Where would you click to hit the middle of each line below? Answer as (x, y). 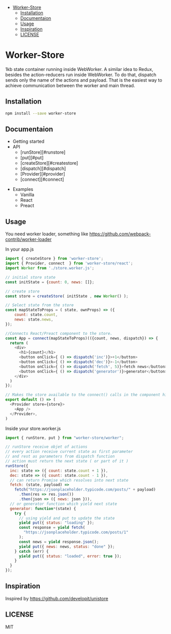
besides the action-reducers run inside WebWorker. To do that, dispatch (81, 75)
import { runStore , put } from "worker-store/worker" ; (65, 438)
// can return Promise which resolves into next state (69, 480)
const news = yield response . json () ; (59, 542)
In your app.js (20, 249)
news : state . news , (34, 320)
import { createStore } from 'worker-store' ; (54, 259)
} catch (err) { (32, 551)
